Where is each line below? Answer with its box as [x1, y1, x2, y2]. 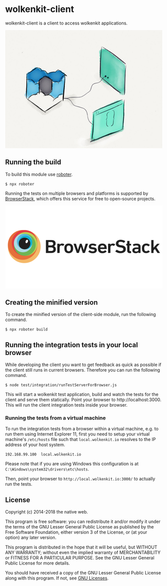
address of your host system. [5, 441, 66, 448]
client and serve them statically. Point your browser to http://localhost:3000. [5, 396, 162, 402]
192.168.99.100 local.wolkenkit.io [5, 452, 81, 457]
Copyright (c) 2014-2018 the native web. [5, 509, 88, 515]
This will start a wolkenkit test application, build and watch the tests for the [5, 391, 159, 397]
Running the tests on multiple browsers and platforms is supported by [5, 190, 149, 196]
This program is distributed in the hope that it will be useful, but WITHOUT [5, 544, 158, 550]
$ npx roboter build [5, 327, 48, 332]
